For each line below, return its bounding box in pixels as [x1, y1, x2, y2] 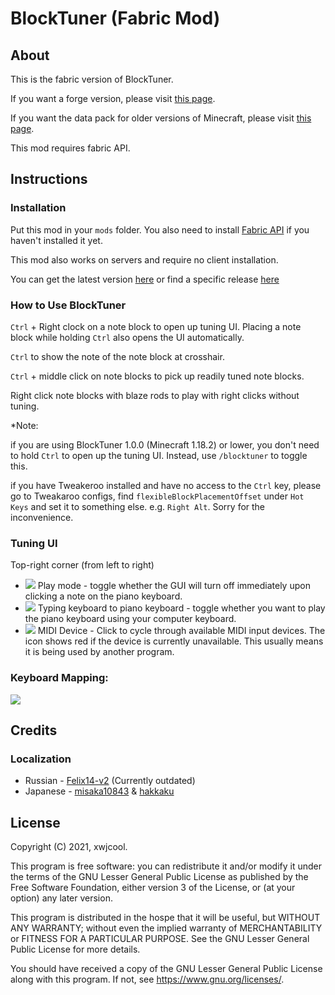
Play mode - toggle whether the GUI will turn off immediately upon [37, 580, 311, 592]
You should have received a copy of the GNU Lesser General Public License [10, 963, 323, 975]
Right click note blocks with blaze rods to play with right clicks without [10, 389, 300, 401]
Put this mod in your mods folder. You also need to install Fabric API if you [10, 223, 310, 236]
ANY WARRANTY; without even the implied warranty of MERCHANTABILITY [10, 922, 323, 934]
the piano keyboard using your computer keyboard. [24, 613, 237, 625]
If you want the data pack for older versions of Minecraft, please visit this [10, 112, 312, 124]
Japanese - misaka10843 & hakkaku [24, 785, 175, 797]
